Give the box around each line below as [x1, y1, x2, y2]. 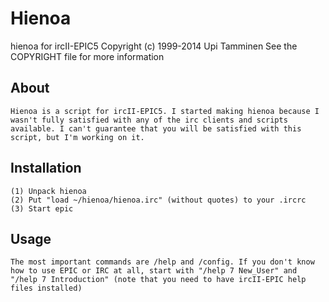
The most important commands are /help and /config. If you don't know [10, 257, 315, 267]
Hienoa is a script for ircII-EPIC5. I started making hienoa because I [10, 106, 320, 116]
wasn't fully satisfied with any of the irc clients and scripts [10, 115, 288, 125]
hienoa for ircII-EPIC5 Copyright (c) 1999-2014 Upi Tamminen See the [10, 40, 298, 52]
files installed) [10, 283, 83, 294]
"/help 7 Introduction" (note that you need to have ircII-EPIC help [10, 275, 307, 285]
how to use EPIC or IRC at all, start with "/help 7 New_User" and [10, 266, 298, 276]
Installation [10, 160, 82, 177]
